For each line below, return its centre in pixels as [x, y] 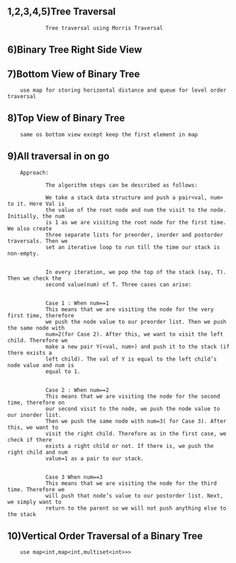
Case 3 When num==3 [74, 477]
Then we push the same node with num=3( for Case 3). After [136, 421]
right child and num [38, 452]
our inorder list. [34, 415]
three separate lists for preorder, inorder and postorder [134, 235]
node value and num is [41, 365]
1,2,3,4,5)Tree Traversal [62, 12]
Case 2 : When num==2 [77, 390]
